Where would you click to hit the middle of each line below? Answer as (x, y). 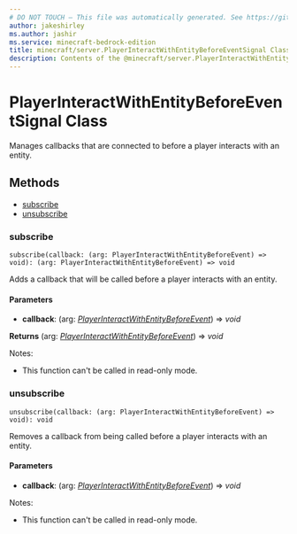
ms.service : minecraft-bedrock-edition (83, 42)
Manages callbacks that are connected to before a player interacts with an (145, 145)
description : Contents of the (65, 58)
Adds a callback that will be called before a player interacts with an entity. (143, 279)
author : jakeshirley (47, 26)
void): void (31, 420)
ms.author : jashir (43, 34)
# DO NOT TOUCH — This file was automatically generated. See (126, 17)
